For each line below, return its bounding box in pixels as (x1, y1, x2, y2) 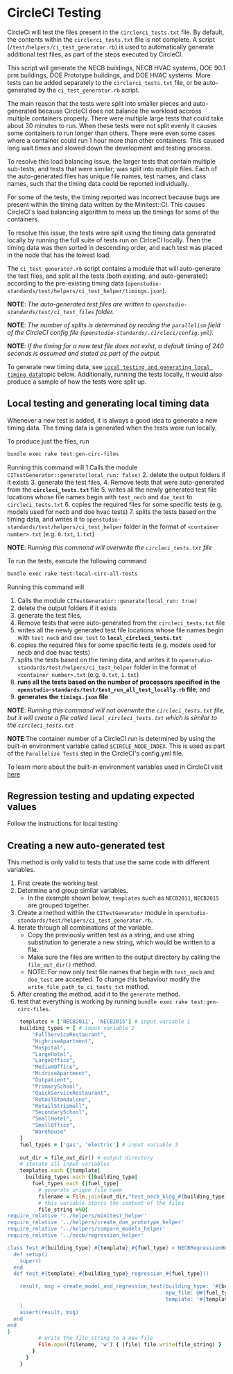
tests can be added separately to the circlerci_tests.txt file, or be (7, 78, 202, 86)
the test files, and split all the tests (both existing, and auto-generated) (7, 272, 208, 280)
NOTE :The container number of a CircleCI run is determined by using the (7, 734, 216, 742)
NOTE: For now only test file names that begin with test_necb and (27, 968, 215, 976)
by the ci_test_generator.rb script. (37, 86, 140, 94)
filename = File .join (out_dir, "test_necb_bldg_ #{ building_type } (37, 1193, 228, 1200)
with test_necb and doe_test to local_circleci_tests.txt (17, 633, 182, 641)
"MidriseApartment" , (32, 1070, 92, 1077)
